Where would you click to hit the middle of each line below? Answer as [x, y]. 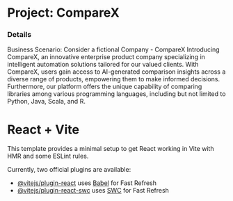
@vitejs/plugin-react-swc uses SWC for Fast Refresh [93, 191]
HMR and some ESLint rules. [48, 156]
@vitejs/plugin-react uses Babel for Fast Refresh [87, 183]
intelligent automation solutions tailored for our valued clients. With [103, 65]
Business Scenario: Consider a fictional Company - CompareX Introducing [114, 49]
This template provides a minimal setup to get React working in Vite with [111, 149]
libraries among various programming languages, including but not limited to [116, 94]
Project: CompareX [63, 13]
